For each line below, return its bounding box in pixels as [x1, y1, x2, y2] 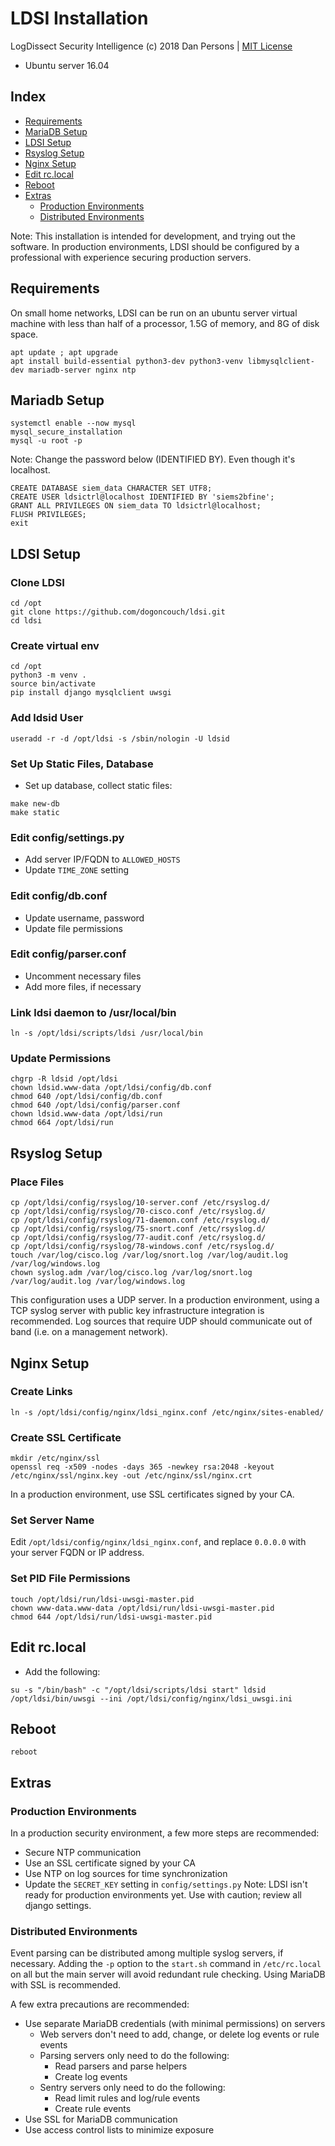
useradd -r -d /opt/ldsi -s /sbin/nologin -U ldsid [10, 733, 230, 744]
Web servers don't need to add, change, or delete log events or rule [39, 2028, 320, 2041]
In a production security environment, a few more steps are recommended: [10, 1827, 320, 1839]
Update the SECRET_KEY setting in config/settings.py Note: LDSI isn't [24, 1878, 308, 1891]
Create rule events [54, 2103, 132, 2115]
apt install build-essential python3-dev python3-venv [10, 356, 244, 366]
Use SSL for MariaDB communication [24, 2113, 178, 2126]
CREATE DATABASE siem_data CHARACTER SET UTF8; [10, 483, 213, 494]
